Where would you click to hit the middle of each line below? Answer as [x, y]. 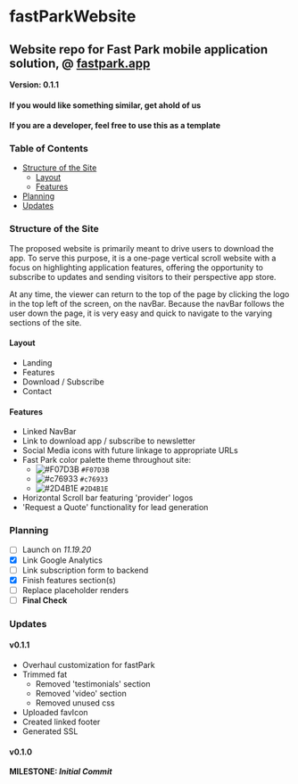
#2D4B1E [94, 489]
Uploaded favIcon [55, 712]
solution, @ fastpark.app [80, 63]
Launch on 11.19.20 [57, 549]
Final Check [45, 600]
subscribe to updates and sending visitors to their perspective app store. [143, 276]
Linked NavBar [49, 432]
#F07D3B [95, 470]
